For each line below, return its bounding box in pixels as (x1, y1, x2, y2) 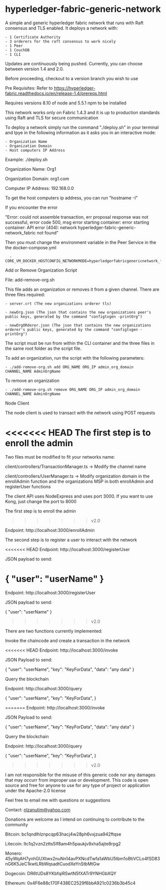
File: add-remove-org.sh (5, 277, 55, 282)
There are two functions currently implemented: (5, 628, 103, 634)
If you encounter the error (5, 204, 58, 210)
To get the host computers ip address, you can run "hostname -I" (5, 194, 138, 201)
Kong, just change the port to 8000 (5, 498, 77, 504)
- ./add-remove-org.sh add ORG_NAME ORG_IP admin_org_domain (5, 365, 134, 370)
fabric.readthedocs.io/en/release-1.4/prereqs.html (5, 90, 107, 96)
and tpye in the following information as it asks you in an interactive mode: (5, 130, 157, 136)
